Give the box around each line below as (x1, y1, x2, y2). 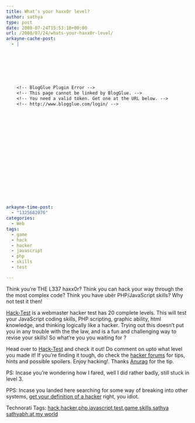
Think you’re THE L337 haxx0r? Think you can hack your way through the (6, 285, 183, 293)
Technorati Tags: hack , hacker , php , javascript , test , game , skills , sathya (6, 404, 169, 411)
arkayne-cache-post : (6, 36, 57, 42)
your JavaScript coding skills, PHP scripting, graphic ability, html (6, 315, 162, 322)
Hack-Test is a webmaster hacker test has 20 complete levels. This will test (6, 309, 187, 316)
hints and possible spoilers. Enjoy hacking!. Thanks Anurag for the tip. (6, 357, 174, 364)
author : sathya (6, 14, 43, 20)
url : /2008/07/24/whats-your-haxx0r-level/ (6, 30, 114, 36)
